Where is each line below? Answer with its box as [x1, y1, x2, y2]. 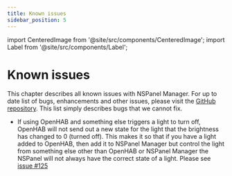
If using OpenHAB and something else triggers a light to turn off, [17, 118, 201, 126]
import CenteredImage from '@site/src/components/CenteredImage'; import [7, 35, 225, 43]
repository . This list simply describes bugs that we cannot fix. [7, 104, 183, 113]
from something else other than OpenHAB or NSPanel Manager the [17, 147, 209, 155]
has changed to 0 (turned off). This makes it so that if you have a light [17, 133, 217, 141]
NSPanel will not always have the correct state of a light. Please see [17, 155, 211, 163]
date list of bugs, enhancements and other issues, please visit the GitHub [7, 97, 216, 106]
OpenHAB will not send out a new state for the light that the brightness [17, 125, 220, 133]
